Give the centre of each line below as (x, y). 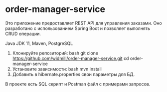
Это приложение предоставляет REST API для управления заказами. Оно (83, 23)
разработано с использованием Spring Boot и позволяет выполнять (78, 28)
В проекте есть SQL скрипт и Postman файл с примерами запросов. (78, 84)
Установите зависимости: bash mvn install (57, 69)
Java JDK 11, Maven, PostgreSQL (39, 43)
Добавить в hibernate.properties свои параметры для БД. (74, 74)
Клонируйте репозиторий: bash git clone (55, 53)
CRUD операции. (23, 33)
